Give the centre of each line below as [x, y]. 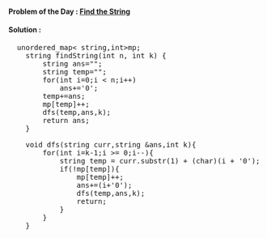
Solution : [25, 30]
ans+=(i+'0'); [104, 185]
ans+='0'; [79, 88]
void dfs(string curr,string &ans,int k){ [111, 144]
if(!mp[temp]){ [89, 169]
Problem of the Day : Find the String [70, 11]
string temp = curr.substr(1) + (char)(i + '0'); [160, 161]
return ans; [66, 120]
